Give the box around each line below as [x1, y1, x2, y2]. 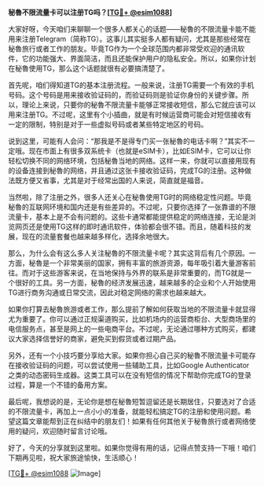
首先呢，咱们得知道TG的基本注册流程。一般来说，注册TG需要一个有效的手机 [8, 80, 255, 90]
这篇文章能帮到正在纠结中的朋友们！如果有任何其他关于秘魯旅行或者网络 [14, 417, 249, 425]
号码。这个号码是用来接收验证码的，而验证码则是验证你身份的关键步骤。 [8, 90, 242, 99]
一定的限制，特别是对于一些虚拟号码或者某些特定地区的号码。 [8, 120, 208, 129]
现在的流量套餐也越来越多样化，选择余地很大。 [21, 232, 174, 241]
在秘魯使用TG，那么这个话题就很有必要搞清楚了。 [8, 64, 170, 73]
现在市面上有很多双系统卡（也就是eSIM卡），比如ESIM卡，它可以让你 [28, 146, 251, 156]
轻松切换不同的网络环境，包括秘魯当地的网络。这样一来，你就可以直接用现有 [8, 156, 256, 165]
